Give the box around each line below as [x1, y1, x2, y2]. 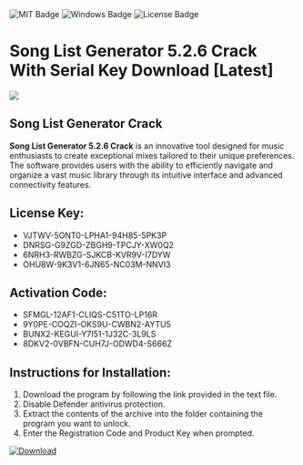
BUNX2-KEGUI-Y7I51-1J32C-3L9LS [22, 328, 157, 340]
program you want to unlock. [22, 418, 131, 429]
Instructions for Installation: [9, 365, 171, 380]
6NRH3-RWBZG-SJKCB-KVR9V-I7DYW [22, 249, 171, 260]
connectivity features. [9, 179, 92, 190]
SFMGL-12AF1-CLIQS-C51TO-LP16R [22, 309, 157, 320]
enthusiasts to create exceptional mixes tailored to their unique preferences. [9, 150, 295, 160]
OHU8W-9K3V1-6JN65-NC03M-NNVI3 [22, 259, 171, 270]
